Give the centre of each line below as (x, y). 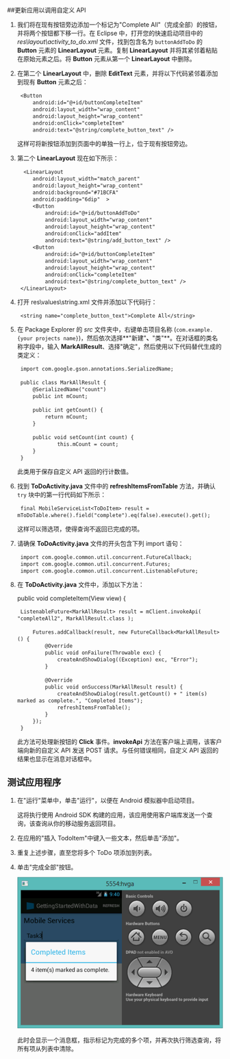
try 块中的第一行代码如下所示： (62, 495)
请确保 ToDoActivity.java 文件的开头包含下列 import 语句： (100, 544)
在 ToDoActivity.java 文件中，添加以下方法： (81, 585)
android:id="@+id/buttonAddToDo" (92, 213)
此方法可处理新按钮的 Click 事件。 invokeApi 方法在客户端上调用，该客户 (119, 742)
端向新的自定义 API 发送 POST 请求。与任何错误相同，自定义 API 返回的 (118, 750)
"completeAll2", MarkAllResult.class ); (75, 619)
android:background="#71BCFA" (76, 192)
